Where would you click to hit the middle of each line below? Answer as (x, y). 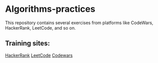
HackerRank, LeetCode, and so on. (41, 28)
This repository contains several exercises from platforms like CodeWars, (79, 23)
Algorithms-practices (50, 9)
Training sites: (28, 44)
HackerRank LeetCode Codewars (39, 55)
